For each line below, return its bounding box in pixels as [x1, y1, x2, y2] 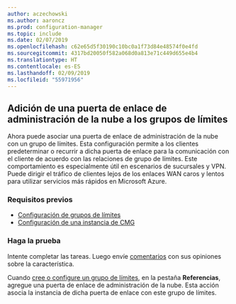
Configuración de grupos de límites [17, 211, 121, 219]
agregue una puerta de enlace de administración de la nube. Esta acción [7, 281, 220, 289]
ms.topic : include [7, 30, 62, 37]
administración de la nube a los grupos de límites [7, 113, 228, 125]
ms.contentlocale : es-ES [7, 63, 81, 70]
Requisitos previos [7, 195, 73, 205]
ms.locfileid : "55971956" [7, 76, 84, 83]
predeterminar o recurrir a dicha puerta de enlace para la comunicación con [7, 147, 230, 156]
